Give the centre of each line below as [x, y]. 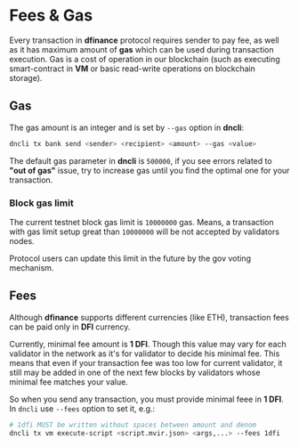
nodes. [22, 240]
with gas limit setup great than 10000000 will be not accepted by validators [145, 232]
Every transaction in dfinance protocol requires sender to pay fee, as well [144, 40]
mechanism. [32, 267]
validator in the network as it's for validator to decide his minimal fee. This [145, 354]
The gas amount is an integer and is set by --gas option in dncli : [127, 127]
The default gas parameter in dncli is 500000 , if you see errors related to [141, 160]
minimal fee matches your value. [69, 382]
